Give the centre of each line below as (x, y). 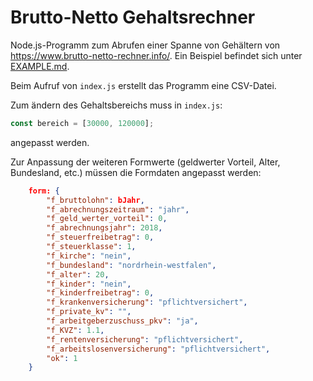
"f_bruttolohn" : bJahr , (95, 200)
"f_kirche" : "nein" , (89, 256)
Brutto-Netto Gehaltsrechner (133, 17)
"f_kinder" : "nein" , (89, 284)
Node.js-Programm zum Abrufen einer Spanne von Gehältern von (145, 45)
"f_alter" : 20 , (78, 274)
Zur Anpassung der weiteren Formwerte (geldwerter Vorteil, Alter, (145, 162)
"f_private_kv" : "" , (89, 312)
